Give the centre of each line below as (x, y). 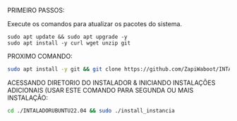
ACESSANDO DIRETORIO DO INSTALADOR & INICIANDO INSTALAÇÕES (111, 82)
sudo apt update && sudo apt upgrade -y (68, 37)
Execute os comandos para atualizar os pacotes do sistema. (95, 24)
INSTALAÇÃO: (28, 98)
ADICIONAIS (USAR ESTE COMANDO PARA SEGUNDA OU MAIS (101, 90)
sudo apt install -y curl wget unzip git (69, 43)
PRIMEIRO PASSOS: (36, 10)
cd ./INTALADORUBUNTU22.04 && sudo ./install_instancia (91, 110)
